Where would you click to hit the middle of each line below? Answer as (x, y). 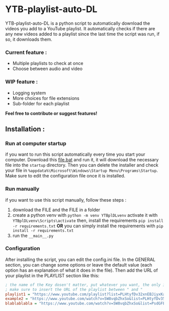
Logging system (29, 93)
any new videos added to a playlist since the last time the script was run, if (82, 34)
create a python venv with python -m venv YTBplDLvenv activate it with (85, 215)
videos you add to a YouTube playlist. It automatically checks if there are (80, 28)
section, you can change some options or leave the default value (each (79, 265)
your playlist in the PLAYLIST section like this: (52, 275)
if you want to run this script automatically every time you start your (75, 154)
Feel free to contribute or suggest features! (51, 113)
